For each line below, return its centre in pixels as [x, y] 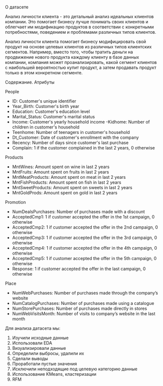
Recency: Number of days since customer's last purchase [70, 143]
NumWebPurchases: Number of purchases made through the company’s [85, 293]
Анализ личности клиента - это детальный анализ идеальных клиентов [80, 16]
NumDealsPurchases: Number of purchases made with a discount [78, 212]
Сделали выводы [30, 358]
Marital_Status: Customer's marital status [53, 117]
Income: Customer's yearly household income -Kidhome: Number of [81, 122]
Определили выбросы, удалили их [48, 353]
